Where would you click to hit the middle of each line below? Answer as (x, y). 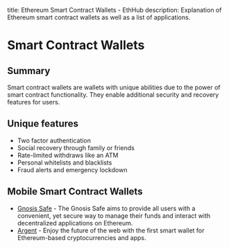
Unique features (43, 124)
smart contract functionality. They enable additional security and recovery (113, 95)
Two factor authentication (54, 140)
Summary (29, 71)
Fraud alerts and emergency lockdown (72, 169)
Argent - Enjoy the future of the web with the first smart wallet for (111, 230)
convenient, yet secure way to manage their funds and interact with (114, 215)
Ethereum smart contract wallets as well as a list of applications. (99, 17)
